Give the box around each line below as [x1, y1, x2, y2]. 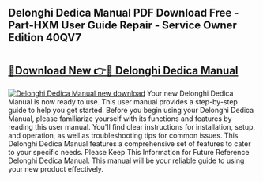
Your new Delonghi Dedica [147, 89, 234, 98]
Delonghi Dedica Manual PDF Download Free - [8, 6, 239, 20]
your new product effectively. [8, 164, 104, 173]
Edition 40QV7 [8, 31, 81, 44]
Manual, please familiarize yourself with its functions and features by [8, 114, 232, 123]
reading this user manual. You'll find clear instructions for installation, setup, [8, 123, 255, 131]
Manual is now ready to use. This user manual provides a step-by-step [8, 97, 239, 106]
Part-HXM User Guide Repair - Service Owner [8, 19, 237, 32]
